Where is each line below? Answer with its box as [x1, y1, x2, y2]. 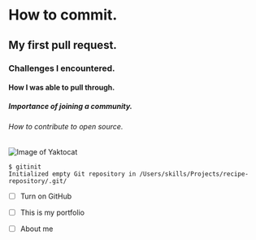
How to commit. [8, 6, 118, 24]
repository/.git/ [8, 177, 67, 185]
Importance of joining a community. [8, 101, 132, 111]
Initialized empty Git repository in [8, 169, 137, 178]
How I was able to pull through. [8, 83, 115, 93]
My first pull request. [8, 38, 118, 52]
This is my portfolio [20, 207, 85, 217]
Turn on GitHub [20, 191, 72, 201]
